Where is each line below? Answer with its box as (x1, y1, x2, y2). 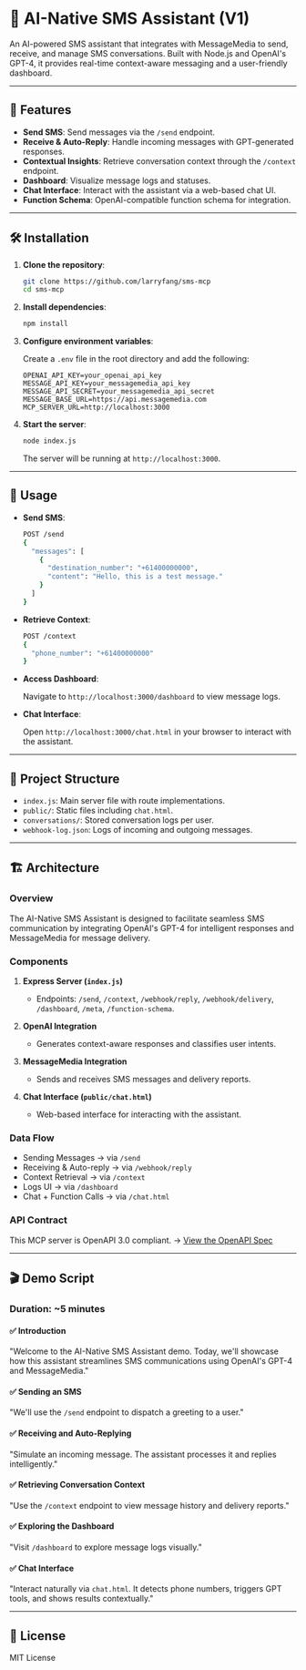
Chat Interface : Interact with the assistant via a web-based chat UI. (22, 184, 276, 195)
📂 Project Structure (9, 771, 120, 786)
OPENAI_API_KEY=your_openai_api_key (22, 371, 162, 381)
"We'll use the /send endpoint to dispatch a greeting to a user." (9, 1407, 244, 1418)
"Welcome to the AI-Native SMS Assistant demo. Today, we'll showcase (9, 1346, 280, 1357)
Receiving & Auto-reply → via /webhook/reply (22, 1162, 193, 1173)
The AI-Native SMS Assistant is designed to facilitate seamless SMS (9, 913, 265, 924)
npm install (22, 319, 68, 329)
